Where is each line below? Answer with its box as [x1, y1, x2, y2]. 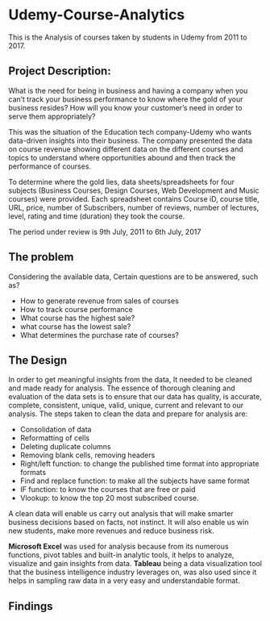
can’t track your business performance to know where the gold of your [8, 94, 243, 104]
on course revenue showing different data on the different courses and [8, 144, 243, 154]
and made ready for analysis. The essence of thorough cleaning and [8, 383, 235, 393]
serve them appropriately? [8, 111, 96, 121]
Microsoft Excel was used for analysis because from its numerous [8, 542, 229, 552]
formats [19, 468, 47, 477]
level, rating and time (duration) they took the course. [8, 211, 185, 221]
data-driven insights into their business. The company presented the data [8, 135, 252, 145]
